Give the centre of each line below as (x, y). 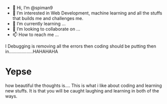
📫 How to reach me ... (35, 34)
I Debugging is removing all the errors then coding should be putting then (81, 46)
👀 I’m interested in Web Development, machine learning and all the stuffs (87, 13)
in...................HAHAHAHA (32, 51)
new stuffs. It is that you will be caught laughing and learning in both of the (82, 90)
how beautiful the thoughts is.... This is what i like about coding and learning (83, 85)
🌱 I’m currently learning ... (39, 23)
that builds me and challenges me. (48, 18)
